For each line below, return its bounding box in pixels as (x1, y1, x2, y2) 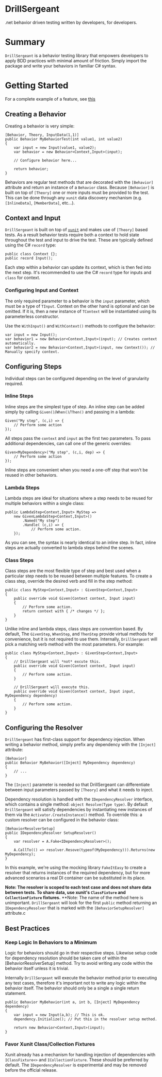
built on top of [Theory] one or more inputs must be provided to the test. (5, 190, 149, 195)
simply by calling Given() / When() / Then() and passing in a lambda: (5, 409, 135, 415)
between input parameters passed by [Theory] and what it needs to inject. (5, 787, 154, 793)
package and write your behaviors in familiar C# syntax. (5, 63, 117, 69)
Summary (5, 36, 45, 48)
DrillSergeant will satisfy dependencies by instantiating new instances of (5, 807, 152, 813)
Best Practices (5, 924, 50, 933)
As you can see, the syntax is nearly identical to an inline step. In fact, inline (5, 539, 156, 545)
